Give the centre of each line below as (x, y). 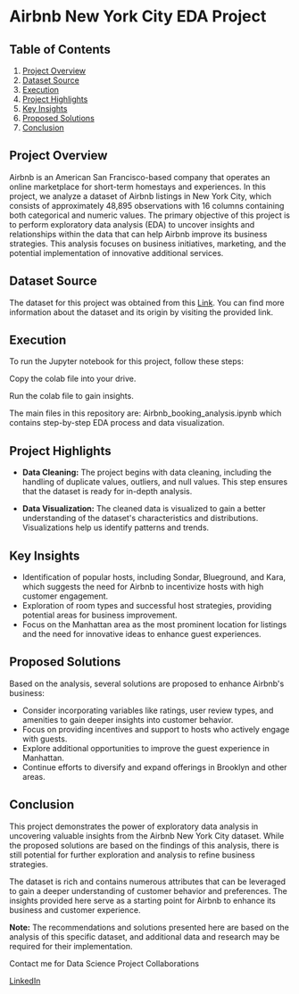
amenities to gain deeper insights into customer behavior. (128, 719)
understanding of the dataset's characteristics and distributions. (140, 518)
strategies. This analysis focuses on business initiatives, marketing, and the (148, 244)
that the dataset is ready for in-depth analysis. (107, 492)
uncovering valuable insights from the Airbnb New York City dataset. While (147, 835)
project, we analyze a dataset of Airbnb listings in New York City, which (141, 196)
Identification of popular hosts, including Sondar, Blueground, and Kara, (154, 577)
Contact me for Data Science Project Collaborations (104, 963)
